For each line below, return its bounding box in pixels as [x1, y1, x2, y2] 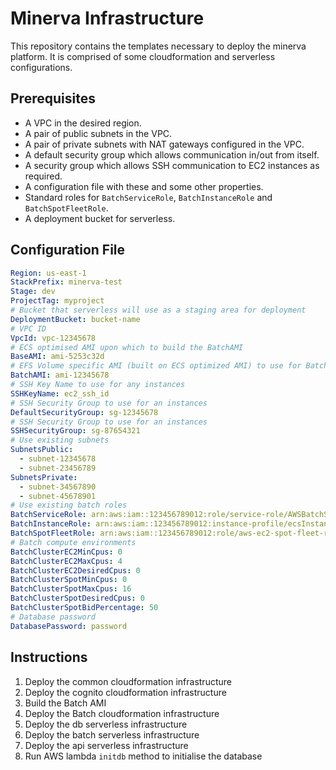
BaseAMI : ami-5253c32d [10, 352, 105, 362]
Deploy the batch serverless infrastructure [24, 728, 200, 741]
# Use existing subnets [10, 435, 110, 446]
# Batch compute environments [10, 537, 137, 547]
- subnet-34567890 [19, 482, 97, 492]
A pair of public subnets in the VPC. [24, 127, 173, 139]
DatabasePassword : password [10, 621, 128, 631]
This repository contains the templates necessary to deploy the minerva [10, 40, 307, 52]
